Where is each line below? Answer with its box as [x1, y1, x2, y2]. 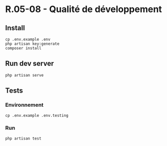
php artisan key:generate [5, 41, 59, 46]
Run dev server [5, 59, 54, 68]
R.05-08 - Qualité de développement [5, 4, 162, 15]
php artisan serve [5, 72, 44, 78]
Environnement [5, 102, 44, 109]
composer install [5, 46, 42, 51]
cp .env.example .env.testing [5, 113, 69, 118]
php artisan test [5, 136, 42, 141]
